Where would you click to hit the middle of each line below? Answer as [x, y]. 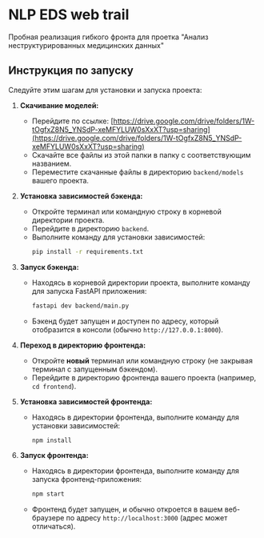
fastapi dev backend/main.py [80, 306]
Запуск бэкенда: [49, 267]
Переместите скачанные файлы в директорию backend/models [138, 172]
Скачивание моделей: [59, 105]
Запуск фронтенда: [54, 456]
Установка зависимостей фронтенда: [86, 401]
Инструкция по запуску [71, 71]
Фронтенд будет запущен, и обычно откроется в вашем [127, 509]
